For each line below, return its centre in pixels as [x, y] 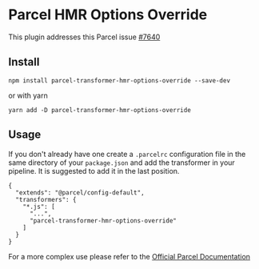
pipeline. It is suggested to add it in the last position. [94, 171]
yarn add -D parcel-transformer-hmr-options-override [100, 110]
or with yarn [28, 95]
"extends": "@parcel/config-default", [80, 193]
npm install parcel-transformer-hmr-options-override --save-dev [119, 80]
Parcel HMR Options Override [108, 15]
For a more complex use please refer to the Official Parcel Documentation [129, 256]
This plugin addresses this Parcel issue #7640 [84, 37]
